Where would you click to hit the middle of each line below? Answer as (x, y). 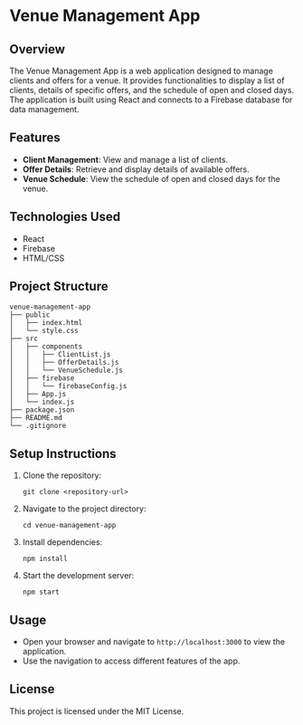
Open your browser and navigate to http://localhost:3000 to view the (154, 642)
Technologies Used (65, 217)
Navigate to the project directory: (84, 509)
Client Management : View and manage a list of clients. (125, 159)
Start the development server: (78, 576)
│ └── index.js (42, 402)
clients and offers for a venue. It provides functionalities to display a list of (147, 81)
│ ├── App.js (38, 395)
